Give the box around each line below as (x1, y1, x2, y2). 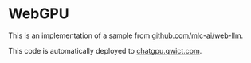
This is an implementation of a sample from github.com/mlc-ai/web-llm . (8, 31, 244, 40)
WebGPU (8, 5, 69, 23)
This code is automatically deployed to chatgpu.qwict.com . (8, 46, 202, 55)
